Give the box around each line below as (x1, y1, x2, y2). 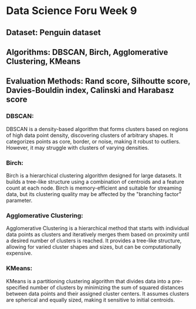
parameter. (6, 197, 33, 204)
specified (6, 284, 29, 291)
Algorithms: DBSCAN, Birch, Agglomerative (6, 47, 168, 57)
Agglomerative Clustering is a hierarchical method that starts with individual (6, 225, 190, 232)
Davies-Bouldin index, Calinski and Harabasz (6, 85, 174, 95)
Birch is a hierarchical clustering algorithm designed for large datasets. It (6, 171, 182, 179)
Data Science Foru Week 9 (6, 4, 137, 18)
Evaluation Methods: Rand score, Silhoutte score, (6, 76, 191, 86)
